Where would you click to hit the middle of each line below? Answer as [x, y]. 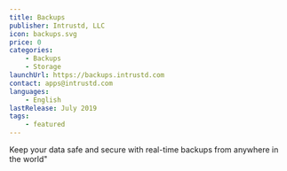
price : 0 [25, 42]
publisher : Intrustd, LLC [57, 26]
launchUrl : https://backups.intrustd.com [87, 75]
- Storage [44, 67]
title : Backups [37, 17]
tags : [19, 116]
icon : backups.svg [43, 34]
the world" [28, 159]
